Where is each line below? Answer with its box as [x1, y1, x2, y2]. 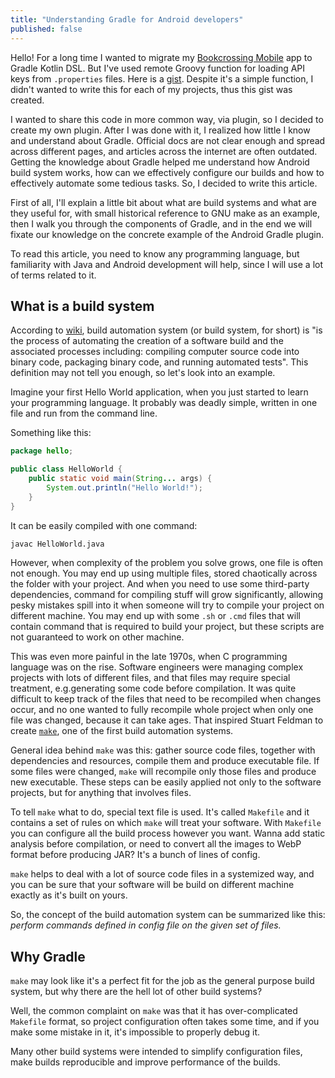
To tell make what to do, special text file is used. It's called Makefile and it [10, 806, 310, 818]
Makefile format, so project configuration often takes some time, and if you [10, 1016, 320, 1028]
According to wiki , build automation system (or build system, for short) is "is [10, 324, 323, 336]
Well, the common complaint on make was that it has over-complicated [10, 1005, 298, 1017]
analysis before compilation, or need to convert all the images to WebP [10, 838, 302, 850]
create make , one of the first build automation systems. [10, 725, 234, 737]
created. [10, 94, 45, 106]
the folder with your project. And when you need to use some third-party [10, 578, 310, 590]
